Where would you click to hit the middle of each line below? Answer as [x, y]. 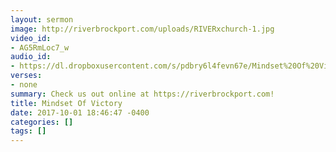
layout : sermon [42, 19]
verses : [26, 76]
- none [24, 85]
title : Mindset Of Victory [66, 103]
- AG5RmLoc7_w [40, 47]
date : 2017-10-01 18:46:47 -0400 [80, 112]
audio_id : [31, 57]
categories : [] [42, 122]
